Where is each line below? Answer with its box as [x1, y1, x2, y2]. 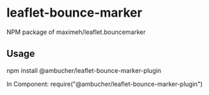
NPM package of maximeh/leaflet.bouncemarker [6, 28, 147, 36]
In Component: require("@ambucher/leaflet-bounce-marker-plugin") [6, 80, 203, 88]
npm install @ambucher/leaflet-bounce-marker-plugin [6, 66, 162, 74]
